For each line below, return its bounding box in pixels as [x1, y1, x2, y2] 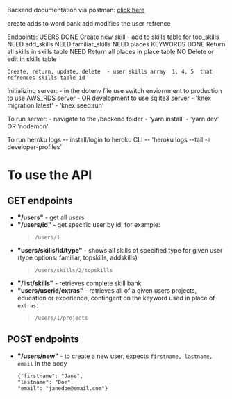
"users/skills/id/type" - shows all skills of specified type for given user [17, 246, 223, 254]
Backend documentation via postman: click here [7, 6, 145, 14]
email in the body [17, 359, 67, 367]
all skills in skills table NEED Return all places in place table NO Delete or [7, 48, 215, 56]
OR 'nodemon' [7, 122, 49, 130]
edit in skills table [7, 55, 57, 63]
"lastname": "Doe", [17, 378, 74, 386]
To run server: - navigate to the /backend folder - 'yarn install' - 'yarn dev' [7, 114, 219, 123]
